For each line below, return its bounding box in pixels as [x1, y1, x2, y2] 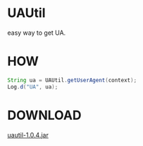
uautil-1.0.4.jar [7, 130, 49, 139]
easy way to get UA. [7, 28, 66, 37]
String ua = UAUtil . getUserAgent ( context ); [7, 77, 137, 84]
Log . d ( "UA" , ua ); [7, 83, 58, 90]
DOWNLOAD [7, 107, 82, 123]
